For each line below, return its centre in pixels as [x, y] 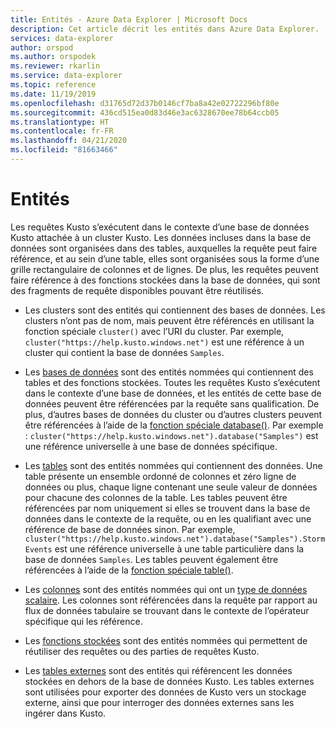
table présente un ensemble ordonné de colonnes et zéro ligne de [160, 476]
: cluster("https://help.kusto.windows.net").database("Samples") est [171, 435]
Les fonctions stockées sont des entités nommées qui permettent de [166, 640]
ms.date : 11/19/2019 [53, 94]
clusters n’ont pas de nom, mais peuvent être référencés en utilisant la [169, 320]
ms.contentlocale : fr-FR [62, 131]
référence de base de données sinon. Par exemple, [130, 529]
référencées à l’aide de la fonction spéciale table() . [129, 570]
